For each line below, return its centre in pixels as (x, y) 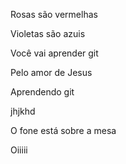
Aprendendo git (42, 92)
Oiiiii (19, 150)
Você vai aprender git (54, 53)
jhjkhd (23, 111)
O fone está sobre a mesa (63, 130)
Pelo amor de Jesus (51, 72)
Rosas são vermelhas (54, 14)
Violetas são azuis (48, 33)
